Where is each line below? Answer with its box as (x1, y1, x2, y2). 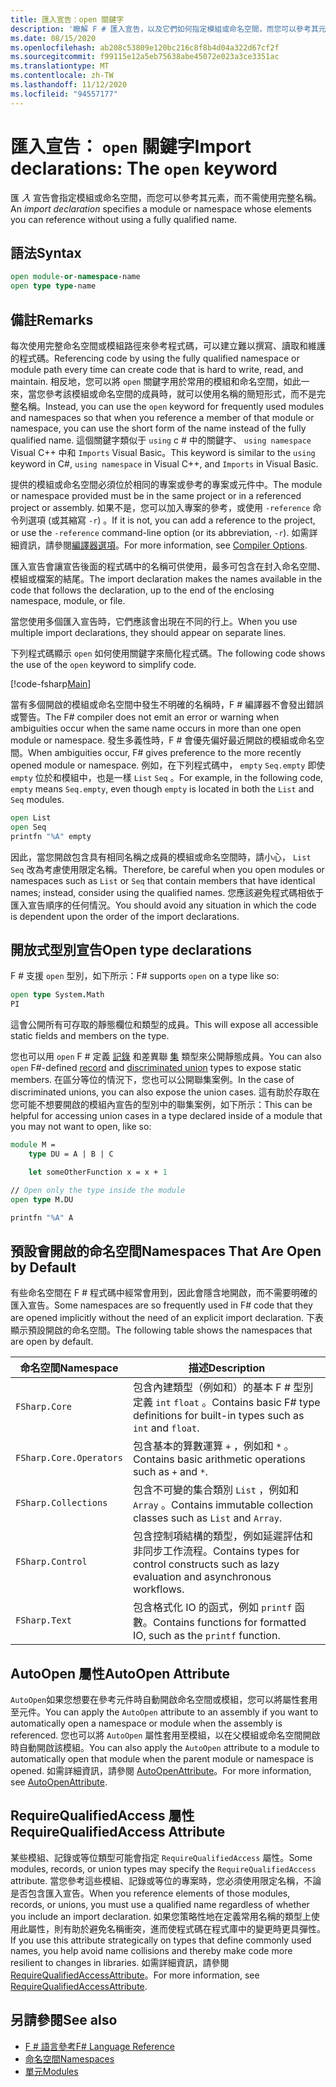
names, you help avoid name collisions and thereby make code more (10, 1944, 293, 1956)
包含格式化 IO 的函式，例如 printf (132, 1601, 293, 1615)
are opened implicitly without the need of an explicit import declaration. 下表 (10, 1312, 324, 1324)
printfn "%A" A (10, 1212, 74, 1223)
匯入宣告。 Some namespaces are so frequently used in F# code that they (10, 1299, 313, 1311)
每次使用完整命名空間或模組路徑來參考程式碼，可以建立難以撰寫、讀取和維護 (10, 339, 326, 351)
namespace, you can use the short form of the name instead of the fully (10, 422, 307, 434)
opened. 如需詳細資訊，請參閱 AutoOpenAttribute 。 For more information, (10, 1765, 312, 1776)
